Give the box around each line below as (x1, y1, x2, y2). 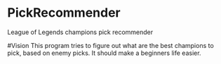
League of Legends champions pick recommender (7, 28, 154, 36)
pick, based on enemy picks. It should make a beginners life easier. (7, 49, 201, 57)
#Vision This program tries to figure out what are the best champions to (7, 41, 214, 49)
